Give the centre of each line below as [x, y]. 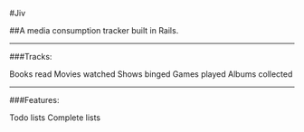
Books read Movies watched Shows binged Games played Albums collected [151, 74]
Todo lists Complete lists [55, 118]
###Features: [34, 100]
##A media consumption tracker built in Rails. [94, 30]
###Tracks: [31, 57]
